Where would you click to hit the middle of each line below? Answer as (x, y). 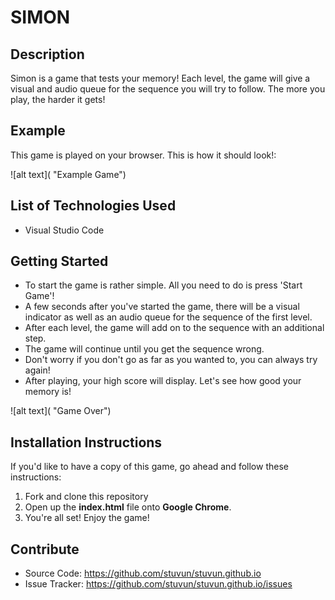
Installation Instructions (86, 442)
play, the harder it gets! (58, 99)
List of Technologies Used (93, 206)
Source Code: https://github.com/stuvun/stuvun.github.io (143, 573)
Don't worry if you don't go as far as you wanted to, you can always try (171, 360)
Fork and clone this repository (86, 497)
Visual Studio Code (64, 230)
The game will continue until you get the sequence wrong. (144, 349)
